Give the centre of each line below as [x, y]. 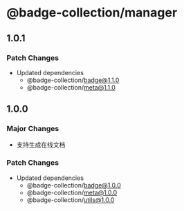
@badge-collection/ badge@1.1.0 [73, 80]
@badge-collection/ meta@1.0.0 [72, 192]
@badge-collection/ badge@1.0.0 [74, 185]
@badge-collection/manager [92, 13]
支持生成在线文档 [41, 144]
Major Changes [33, 129]
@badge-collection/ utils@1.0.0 [71, 200]
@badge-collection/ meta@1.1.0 [71, 87]
